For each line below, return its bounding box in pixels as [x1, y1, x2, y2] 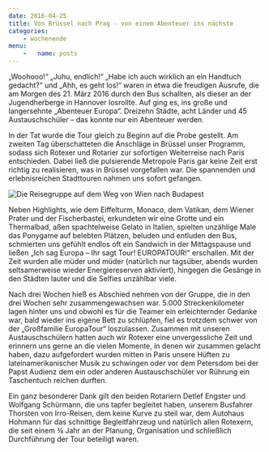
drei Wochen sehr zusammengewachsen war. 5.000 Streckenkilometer [8, 298, 245, 308]
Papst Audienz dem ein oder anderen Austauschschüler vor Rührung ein [8, 367, 250, 377]
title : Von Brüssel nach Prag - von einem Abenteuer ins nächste [8, 19, 233, 28]
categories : [8, 27, 49, 35]
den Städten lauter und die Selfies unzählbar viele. [8, 274, 177, 284]
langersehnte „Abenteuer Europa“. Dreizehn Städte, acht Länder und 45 [8, 106, 247, 116]
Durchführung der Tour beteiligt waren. [8, 434, 139, 444]
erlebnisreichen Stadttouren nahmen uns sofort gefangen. [8, 173, 203, 183]
